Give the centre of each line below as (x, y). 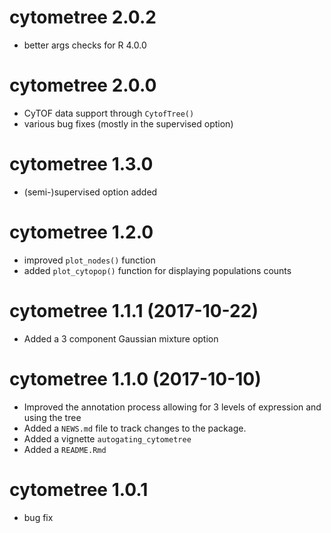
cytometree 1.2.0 (81, 232)
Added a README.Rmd (65, 449)
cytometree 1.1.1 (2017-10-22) (134, 310)
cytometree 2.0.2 (83, 17)
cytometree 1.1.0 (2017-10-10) (135, 378)
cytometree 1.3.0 (81, 164)
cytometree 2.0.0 (83, 85)
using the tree (52, 417)
